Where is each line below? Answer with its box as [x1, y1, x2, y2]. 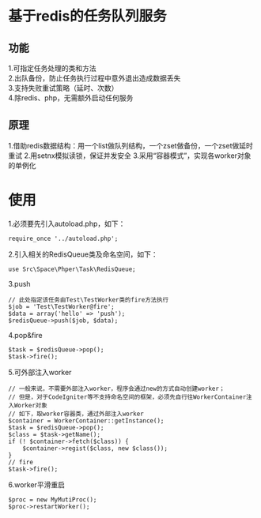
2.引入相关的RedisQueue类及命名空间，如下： [8, 250, 158, 259]
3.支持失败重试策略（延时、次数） [8, 84, 119, 92]
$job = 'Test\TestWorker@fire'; [8, 302, 115, 310]
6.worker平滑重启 [8, 479, 66, 490]
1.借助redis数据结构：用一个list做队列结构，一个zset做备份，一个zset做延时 [8, 141, 253, 150]
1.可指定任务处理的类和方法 [8, 64, 96, 73]
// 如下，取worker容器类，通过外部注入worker [8, 410, 144, 418]
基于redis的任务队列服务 [8, 7, 168, 25]
